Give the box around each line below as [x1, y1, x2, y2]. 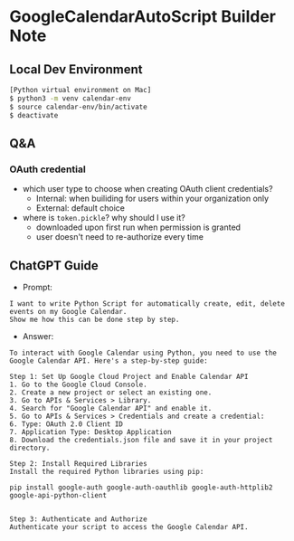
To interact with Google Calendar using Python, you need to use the [9, 348, 278, 357]
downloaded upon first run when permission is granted [35, 222, 242, 233]
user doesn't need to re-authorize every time [35, 232, 204, 242]
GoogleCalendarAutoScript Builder [9, 6, 276, 27]
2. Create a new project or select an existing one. [9, 388, 213, 397]
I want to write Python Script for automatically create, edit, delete [9, 299, 285, 308]
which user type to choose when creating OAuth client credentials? [22, 184, 273, 195]
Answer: [22, 331, 54, 341]
